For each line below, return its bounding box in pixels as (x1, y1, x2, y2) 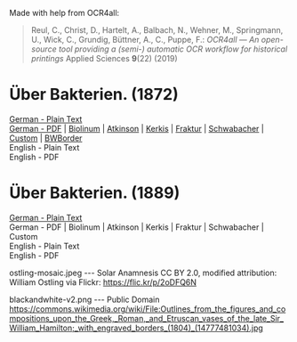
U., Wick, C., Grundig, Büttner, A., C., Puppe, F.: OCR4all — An (30, 35, 260, 45)
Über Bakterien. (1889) (9, 183, 181, 203)
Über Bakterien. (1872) (9, 85, 180, 105)
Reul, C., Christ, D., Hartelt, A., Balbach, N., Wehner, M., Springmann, (30, 25, 284, 35)
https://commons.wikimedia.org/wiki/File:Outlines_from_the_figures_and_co (9, 303, 286, 314)
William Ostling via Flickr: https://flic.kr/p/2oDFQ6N (9, 276, 197, 288)
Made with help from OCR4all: (9, 8, 120, 18)
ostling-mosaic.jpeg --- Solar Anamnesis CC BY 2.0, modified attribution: (9, 267, 277, 278)
